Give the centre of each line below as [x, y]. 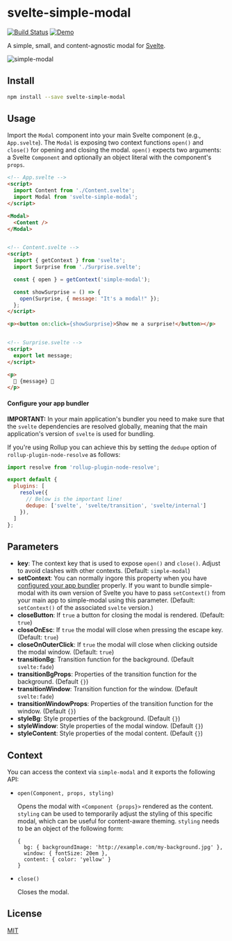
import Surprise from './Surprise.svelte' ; [77, 267]
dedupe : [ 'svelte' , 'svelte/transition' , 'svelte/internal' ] [116, 506]
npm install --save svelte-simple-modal [67, 97]
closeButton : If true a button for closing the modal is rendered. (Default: [121, 615]
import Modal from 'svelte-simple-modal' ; [76, 197]
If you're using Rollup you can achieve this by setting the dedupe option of [112, 447]
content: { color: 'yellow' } [67, 860]
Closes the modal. [43, 892]
